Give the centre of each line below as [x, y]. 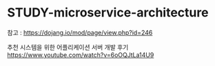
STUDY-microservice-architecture [108, 13]
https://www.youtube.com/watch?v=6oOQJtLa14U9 [81, 55]
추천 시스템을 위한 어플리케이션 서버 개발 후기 [68, 47]
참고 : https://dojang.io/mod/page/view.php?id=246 [80, 32]
